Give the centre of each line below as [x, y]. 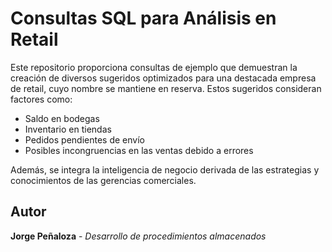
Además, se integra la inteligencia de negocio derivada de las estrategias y [165, 169]
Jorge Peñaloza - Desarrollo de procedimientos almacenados [138, 236]
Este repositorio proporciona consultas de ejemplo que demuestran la [154, 67]
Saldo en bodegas [62, 118]
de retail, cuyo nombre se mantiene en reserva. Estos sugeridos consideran [166, 88]
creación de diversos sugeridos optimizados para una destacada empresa [163, 78]
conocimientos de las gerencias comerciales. [103, 180]
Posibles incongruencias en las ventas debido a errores [139, 150]
